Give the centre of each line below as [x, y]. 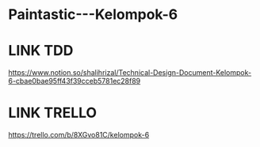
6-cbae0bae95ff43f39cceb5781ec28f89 [75, 81]
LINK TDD [41, 51]
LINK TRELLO [53, 113]
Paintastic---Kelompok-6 [93, 15]
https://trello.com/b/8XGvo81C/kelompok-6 [79, 135]
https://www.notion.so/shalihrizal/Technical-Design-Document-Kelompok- [130, 73]
